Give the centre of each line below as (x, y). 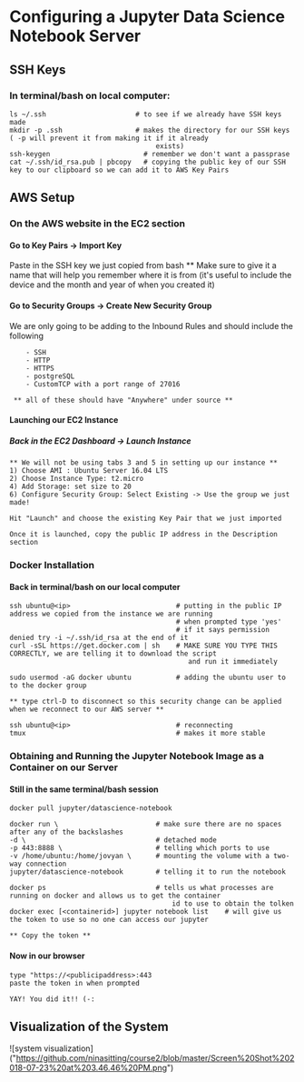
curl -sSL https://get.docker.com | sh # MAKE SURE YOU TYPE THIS (144, 646)
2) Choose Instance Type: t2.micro (77, 479)
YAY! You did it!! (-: (52, 999)
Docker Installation (52, 566)
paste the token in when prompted (75, 983)
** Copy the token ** (50, 936)
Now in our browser (47, 956)
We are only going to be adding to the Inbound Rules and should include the (151, 326)
